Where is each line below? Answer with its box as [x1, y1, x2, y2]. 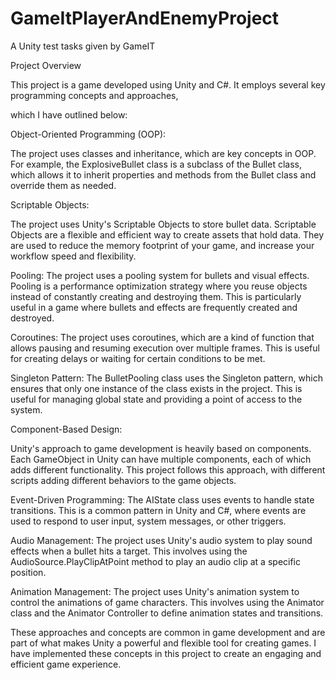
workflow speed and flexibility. [10, 250, 137, 262]
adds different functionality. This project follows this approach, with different [10, 463, 326, 476]
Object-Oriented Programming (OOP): [10, 128, 167, 140]
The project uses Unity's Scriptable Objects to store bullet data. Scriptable [10, 218, 317, 230]
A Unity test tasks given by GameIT [10, 40, 156, 52]
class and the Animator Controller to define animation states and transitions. [10, 607, 324, 619]
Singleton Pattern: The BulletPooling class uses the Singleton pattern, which [10, 372, 323, 384]
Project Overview [10, 59, 82, 71]
